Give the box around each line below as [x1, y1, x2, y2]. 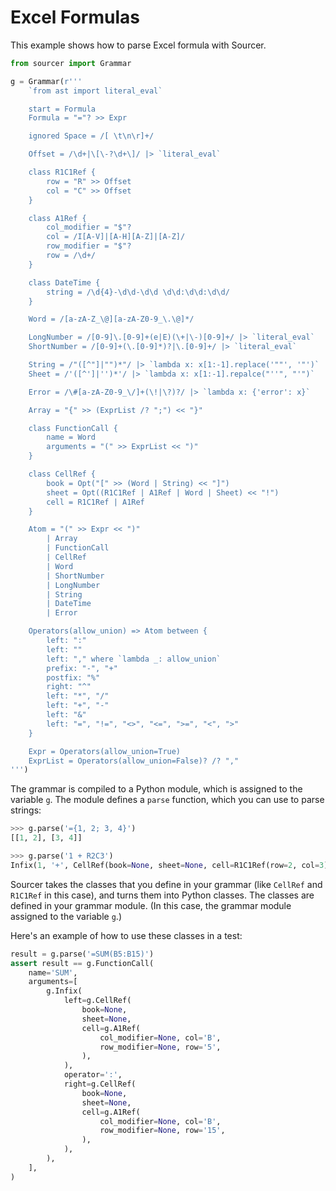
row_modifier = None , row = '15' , [99, 1126, 226, 1136]
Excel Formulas [10, 6, 140, 29]
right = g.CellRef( [63, 1079, 137, 1090]
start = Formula [28, 104, 97, 114]
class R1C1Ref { [28, 167, 97, 178]
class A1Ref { [28, 213, 87, 223]
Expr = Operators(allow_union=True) [28, 746, 182, 756]
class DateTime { [28, 277, 101, 288]
